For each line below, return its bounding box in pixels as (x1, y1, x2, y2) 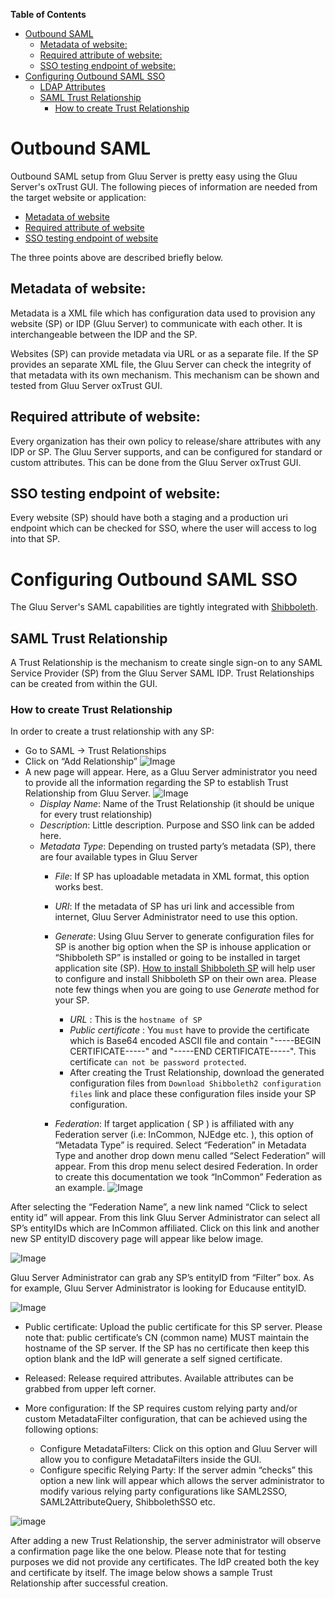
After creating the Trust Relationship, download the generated (69, 1067, 325, 1079)
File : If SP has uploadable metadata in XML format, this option (54, 870, 310, 883)
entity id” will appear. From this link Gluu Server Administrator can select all (10, 1212, 321, 1224)
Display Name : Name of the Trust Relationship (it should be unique (39, 798, 315, 810)
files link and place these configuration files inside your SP (69, 1088, 317, 1100)
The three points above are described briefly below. (10, 251, 224, 263)
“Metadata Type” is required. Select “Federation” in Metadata (54, 1139, 307, 1151)
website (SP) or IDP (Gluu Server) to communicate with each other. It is (10, 317, 303, 329)
